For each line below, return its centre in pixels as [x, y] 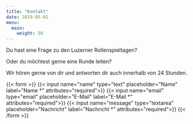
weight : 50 [30, 33]
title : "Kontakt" [27, 11]
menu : [13, 22]
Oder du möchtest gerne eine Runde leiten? [59, 62]
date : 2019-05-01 [27, 17]
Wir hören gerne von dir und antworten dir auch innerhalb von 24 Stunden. [97, 73]
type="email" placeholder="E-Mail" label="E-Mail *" [69, 97]
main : [18, 28]
